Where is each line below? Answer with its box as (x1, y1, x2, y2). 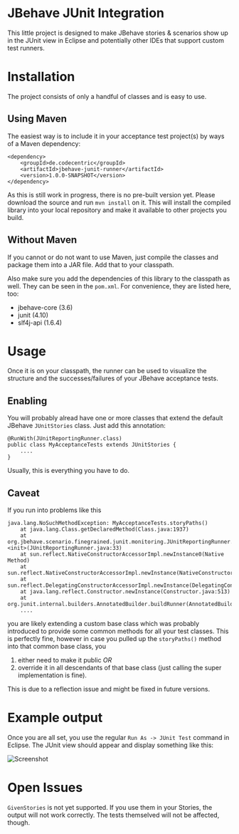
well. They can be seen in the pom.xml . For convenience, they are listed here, (7, 281, 231, 290)
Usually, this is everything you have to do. (7, 466, 130, 475)
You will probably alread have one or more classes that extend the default (7, 414, 223, 422)
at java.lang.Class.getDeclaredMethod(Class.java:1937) (20, 526, 190, 533)
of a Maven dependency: (7, 139, 80, 147)
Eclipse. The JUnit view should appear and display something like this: (7, 741, 214, 749)
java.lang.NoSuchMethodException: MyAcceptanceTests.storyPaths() (7, 520, 208, 527)
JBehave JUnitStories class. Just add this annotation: (7, 422, 166, 430)
